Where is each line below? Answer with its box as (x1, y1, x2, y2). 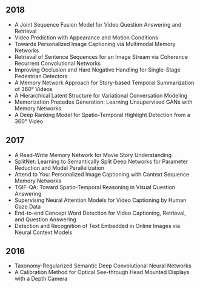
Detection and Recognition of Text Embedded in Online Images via (14, 222, 180, 229)
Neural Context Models (14, 229, 73, 236)
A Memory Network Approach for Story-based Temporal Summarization (14, 79, 195, 86)
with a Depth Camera (14, 275, 68, 283)
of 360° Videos (14, 85, 53, 93)
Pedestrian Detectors (14, 72, 68, 79)
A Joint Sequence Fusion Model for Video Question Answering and (14, 21, 182, 28)
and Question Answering (14, 215, 76, 223)
